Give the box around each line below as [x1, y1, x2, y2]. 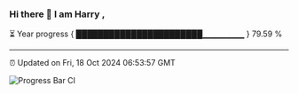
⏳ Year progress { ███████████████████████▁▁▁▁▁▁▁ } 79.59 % [9, 28, 283, 39]
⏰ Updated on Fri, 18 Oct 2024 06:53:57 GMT [9, 58, 176, 68]
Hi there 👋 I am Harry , [9, 8, 106, 20]
